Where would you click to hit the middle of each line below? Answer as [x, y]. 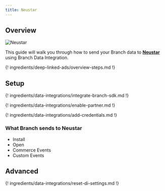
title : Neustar [21, 10]
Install [19, 139]
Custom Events [28, 155]
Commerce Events [32, 150]
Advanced [22, 171]
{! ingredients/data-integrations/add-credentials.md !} [61, 115]
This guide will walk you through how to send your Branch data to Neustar [82, 52]
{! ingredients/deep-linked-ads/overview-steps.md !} [60, 67]
